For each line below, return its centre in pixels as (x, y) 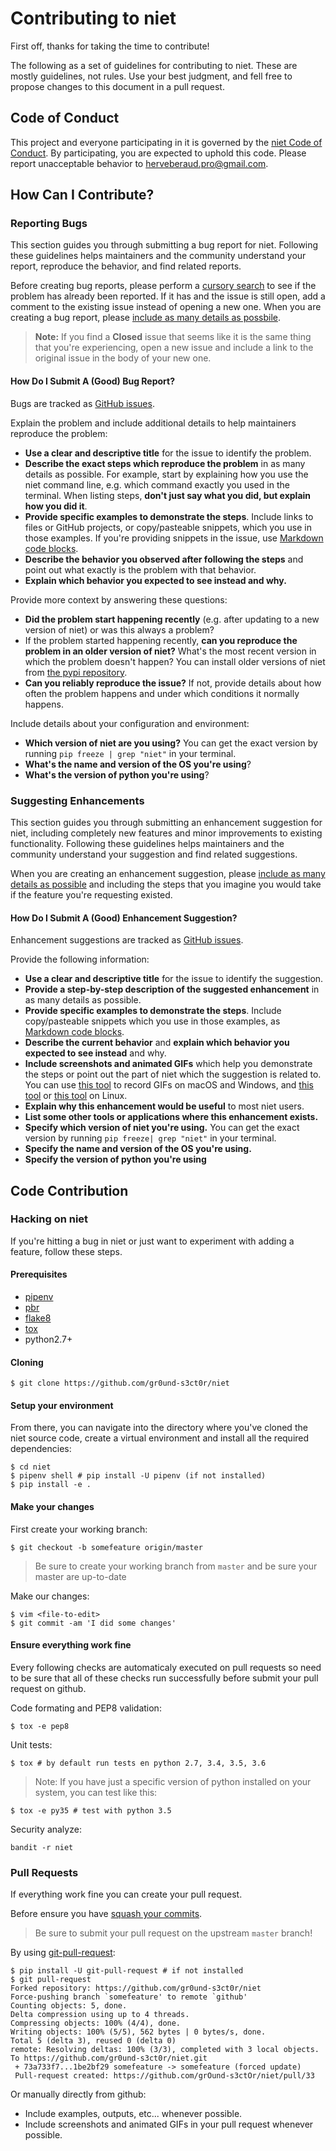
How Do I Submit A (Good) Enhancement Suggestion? (124, 918)
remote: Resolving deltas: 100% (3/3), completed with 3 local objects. (165, 2050)
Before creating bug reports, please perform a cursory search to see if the (163, 286)
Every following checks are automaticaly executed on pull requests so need (166, 1667)
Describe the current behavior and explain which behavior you (157, 1043)
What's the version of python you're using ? (117, 774)
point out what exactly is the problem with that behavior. (140, 569)
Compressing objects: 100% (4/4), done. (96, 2023)
